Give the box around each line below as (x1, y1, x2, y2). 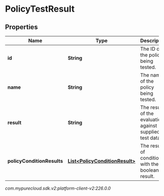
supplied (140, 128, 160, 135)
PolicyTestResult (5, 3, 75, 15)
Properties (5, 23, 38, 31)
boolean (140, 167, 159, 174)
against (140, 122, 157, 129)
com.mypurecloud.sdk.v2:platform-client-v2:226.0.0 (5, 185, 111, 191)
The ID (140, 45, 156, 52)
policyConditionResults (7, 157, 63, 164)
